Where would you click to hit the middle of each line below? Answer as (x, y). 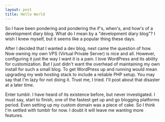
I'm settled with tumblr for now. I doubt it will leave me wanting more (74, 110)
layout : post (18, 10)
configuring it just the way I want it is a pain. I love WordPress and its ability (82, 59)
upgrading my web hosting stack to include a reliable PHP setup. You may (80, 74)
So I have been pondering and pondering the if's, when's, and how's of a (79, 28)
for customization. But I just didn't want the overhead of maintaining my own (82, 64)
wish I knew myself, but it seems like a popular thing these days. (70, 39)
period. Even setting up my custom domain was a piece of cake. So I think (80, 105)
